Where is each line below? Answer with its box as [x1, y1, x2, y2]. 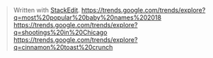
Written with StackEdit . [13, 6, 81, 14]
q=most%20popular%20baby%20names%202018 [13, 13, 162, 22]
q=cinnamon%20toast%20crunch [13, 43, 113, 51]
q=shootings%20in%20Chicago [13, 28, 108, 36]
